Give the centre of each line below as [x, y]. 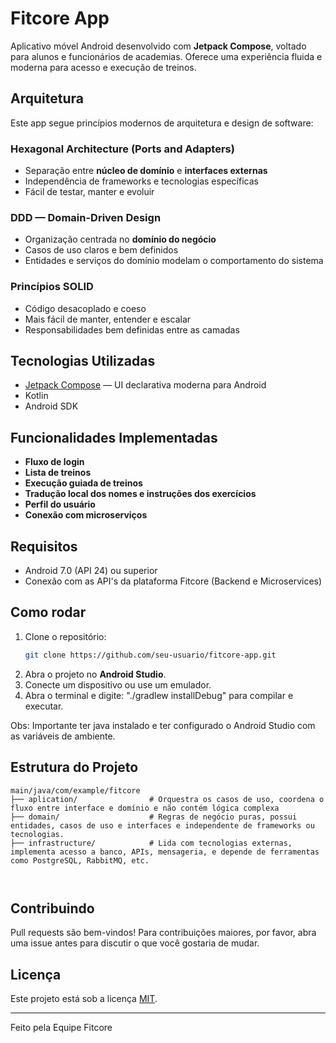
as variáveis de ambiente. [63, 736]
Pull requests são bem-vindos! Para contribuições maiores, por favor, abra [163, 933]
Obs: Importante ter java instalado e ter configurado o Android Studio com [163, 725]
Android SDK [51, 406]
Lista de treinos [58, 473]
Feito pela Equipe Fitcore [61, 1028]
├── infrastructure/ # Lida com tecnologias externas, [151, 843]
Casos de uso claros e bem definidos [101, 250]
